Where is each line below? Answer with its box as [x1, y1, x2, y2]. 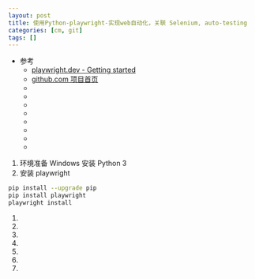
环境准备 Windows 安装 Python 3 [19, 159, 127, 168]
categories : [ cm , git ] [8, 26, 83, 34]
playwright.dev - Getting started [31, 65, 136, 75]
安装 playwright [19, 168, 70, 178]
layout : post [8, 11, 51, 20]
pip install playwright [8, 191, 87, 200]
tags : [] [8, 33, 37, 42]
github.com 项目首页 [31, 74, 99, 84]
